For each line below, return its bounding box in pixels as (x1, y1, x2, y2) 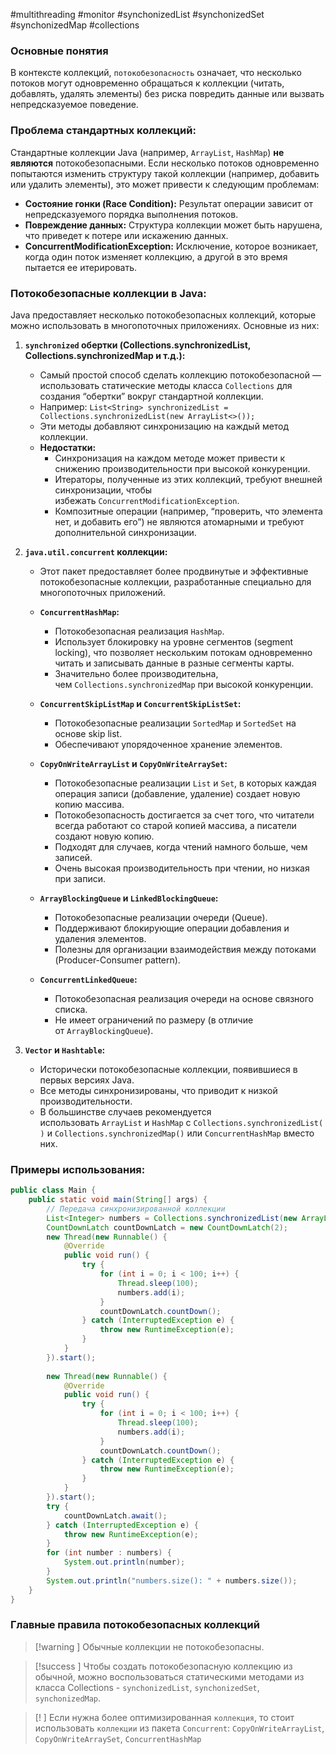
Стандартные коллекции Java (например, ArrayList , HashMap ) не (10, 146, 285, 158)
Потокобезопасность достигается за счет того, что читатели (54, 809, 315, 821)
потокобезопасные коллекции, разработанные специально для (39, 575, 312, 588)
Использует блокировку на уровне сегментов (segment (54, 635, 294, 648)
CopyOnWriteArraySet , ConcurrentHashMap (34, 1732, 202, 1744)
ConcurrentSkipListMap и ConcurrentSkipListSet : (39, 697, 242, 709)
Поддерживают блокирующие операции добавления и (54, 922, 290, 934)
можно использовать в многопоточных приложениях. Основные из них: (10, 319, 320, 331)
